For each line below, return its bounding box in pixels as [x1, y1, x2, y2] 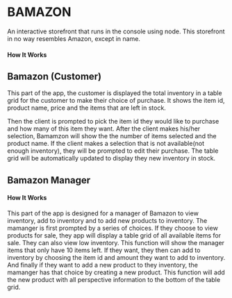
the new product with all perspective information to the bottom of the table [7, 275, 221, 283]
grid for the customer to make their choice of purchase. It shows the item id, [7, 97, 225, 105]
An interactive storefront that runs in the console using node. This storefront [7, 27, 225, 35]
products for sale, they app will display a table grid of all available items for [7, 231, 222, 240]
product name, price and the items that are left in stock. [7, 104, 167, 112]
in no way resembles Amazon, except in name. [7, 34, 141, 42]
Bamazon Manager [7, 174, 91, 186]
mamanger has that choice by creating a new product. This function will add [7, 268, 226, 276]
